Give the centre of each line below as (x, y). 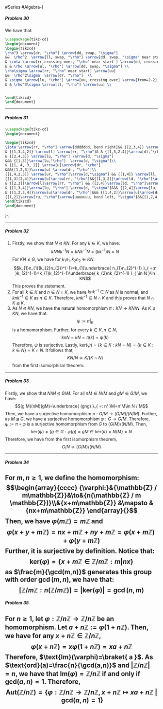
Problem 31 (16, 117)
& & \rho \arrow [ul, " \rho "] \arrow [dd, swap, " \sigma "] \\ (67, 67)
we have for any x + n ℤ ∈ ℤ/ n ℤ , (53, 636)
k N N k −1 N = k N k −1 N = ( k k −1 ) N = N (85, 251)
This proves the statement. (39, 286)
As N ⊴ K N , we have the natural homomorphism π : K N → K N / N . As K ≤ (84, 308)
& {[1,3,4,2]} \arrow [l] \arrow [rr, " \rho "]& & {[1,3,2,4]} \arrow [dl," (79, 152)
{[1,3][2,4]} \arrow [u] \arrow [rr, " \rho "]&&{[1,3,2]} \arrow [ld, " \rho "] (79, 179)
